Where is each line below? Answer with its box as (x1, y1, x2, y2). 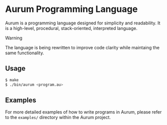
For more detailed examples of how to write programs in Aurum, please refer (5, 109, 162, 115)
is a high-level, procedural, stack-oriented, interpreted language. (5, 25, 138, 31)
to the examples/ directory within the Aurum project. (5, 115, 111, 121)
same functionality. (5, 50, 44, 56)
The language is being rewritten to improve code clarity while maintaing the (5, 44, 160, 50)
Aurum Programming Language (5, 3, 138, 15)
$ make (5, 77, 19, 83)
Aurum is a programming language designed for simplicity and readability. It (5, 20, 161, 26)
